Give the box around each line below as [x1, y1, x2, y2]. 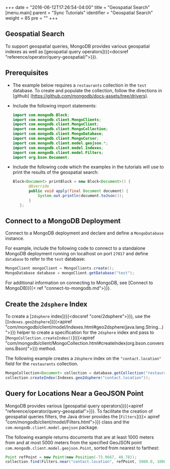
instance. [5, 236, 25, 242]
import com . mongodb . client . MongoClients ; [12, 117, 102, 122]
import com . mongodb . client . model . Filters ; [12, 150, 104, 155]
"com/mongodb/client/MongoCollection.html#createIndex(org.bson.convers [5, 340, 164, 346]
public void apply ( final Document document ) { [28, 188, 129, 194]
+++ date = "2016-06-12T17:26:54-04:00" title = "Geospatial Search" [5, 5, 150, 10]
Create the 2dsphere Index [5, 300, 88, 308]
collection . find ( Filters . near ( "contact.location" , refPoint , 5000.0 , [5, 459, 155, 464]
